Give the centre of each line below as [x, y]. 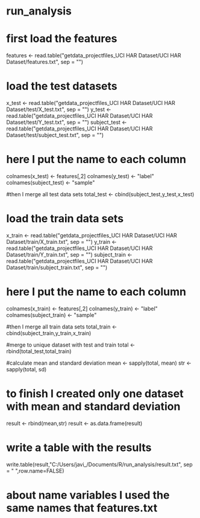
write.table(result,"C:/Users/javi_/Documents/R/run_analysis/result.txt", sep [99, 464]
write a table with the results [79, 447]
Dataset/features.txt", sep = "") [45, 62]
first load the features [62, 39]
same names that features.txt [82, 508]
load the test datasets [62, 86]
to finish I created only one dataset [95, 394]
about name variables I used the [88, 495]
